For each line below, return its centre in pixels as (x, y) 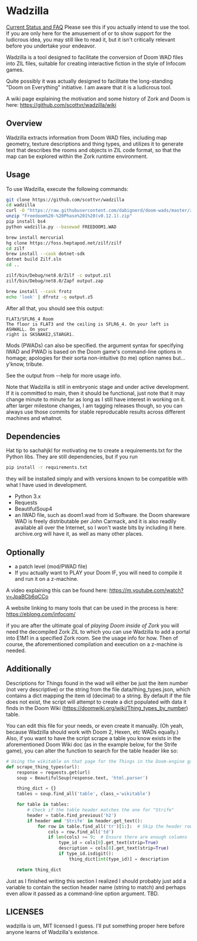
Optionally (26, 552)
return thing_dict (39, 870)
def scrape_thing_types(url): (43, 767)
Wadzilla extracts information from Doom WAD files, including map (86, 137)
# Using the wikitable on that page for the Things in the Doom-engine (95, 761)
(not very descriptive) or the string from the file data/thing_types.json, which (98, 689)
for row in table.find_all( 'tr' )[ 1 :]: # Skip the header (110, 826)
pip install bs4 (26, 221)
